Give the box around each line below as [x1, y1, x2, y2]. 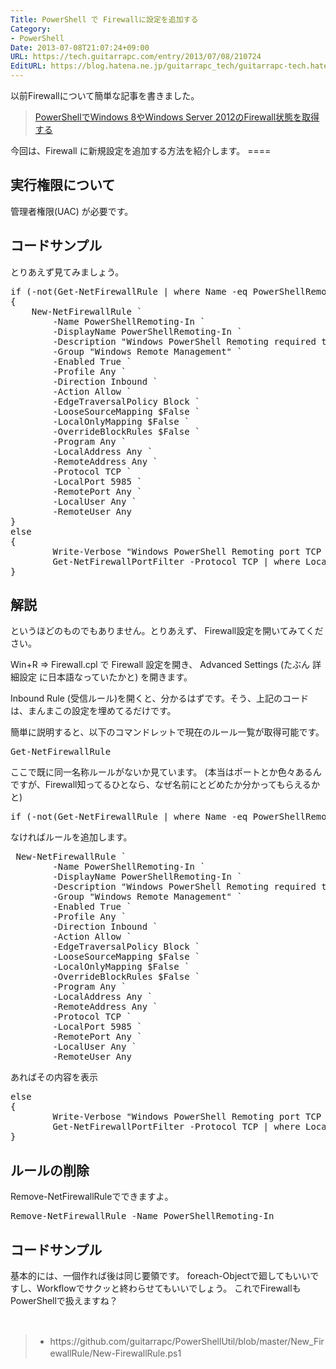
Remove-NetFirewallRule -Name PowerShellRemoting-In [10, 1211, 275, 1222]
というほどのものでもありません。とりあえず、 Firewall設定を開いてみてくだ [10, 625, 324, 637]
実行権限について [10, 177, 116, 194]
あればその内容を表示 [10, 1071, 98, 1083]
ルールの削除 [10, 1162, 90, 1179]
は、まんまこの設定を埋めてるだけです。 [10, 705, 177, 717]
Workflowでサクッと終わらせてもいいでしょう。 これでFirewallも [36, 1282, 302, 1295]
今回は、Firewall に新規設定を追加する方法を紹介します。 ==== [10, 145, 272, 156]
